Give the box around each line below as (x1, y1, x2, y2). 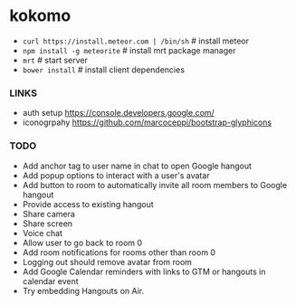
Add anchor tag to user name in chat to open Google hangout (22, 160, 252, 171)
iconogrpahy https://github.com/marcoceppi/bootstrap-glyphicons (22, 117, 272, 128)
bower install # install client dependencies (22, 64, 186, 75)
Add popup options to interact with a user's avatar (22, 169, 210, 181)
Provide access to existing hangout (22, 198, 154, 209)
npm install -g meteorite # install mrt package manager (22, 44, 236, 55)
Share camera (22, 208, 75, 219)
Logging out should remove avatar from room (22, 256, 193, 267)
